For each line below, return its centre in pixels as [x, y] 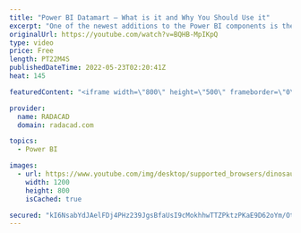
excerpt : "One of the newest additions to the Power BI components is [144, 26]
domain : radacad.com [56, 125]
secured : [26, 215]
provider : [28, 108]
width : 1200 [47, 182]
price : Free [31, 51]
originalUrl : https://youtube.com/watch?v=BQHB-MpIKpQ [114, 34]
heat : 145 [28, 76]
